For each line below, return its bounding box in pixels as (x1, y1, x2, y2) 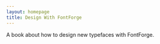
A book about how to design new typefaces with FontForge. (6, 31, 155, 38)
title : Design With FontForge (6, 14, 82, 20)
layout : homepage (6, 8, 50, 15)
